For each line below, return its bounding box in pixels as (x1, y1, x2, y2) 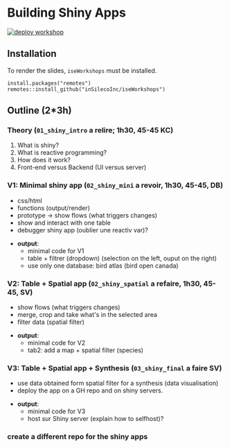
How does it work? (17, 156, 71, 164)
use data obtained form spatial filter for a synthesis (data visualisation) (17, 379, 219, 388)
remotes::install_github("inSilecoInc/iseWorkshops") (7, 85, 166, 93)
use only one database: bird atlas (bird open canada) (27, 261, 179, 270)
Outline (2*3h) (7, 105, 72, 117)
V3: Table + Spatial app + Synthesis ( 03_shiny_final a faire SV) (7, 363, 222, 372)
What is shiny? (17, 141, 60, 150)
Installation (7, 48, 57, 60)
